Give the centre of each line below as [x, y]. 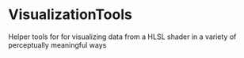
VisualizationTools [70, 15]
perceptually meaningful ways [57, 44]
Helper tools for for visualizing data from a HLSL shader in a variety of [122, 37]
